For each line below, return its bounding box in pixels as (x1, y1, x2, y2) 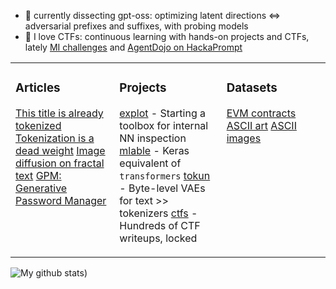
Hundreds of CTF (119, 218, 201, 232)
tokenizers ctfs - (119, 206, 198, 220)
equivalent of (119, 156, 182, 170)
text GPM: (15, 168, 62, 182)
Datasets (226, 80, 278, 96)
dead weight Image (15, 143, 106, 157)
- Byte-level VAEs (119, 181, 206, 195)
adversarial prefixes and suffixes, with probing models (24, 20, 249, 32)
